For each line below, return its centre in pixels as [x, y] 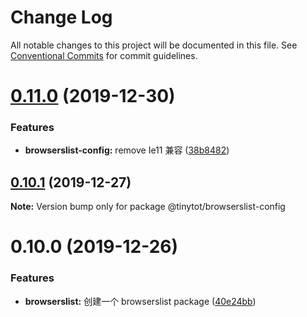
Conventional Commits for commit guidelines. [104, 55]
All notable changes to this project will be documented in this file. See [154, 45]
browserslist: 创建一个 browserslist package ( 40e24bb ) [140, 301]
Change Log [61, 17]
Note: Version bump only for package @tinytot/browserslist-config [148, 207]
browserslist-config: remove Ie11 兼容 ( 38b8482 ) [127, 150]
